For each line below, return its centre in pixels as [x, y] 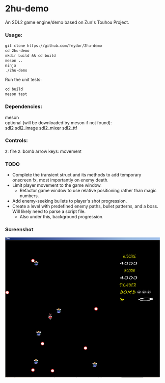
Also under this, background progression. [62, 217]
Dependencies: [24, 106]
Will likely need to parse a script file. [49, 211]
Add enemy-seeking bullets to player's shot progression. [69, 201]
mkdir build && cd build [30, 56]
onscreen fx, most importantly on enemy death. [60, 180]
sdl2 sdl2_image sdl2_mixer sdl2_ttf [41, 128]
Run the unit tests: [23, 80]
